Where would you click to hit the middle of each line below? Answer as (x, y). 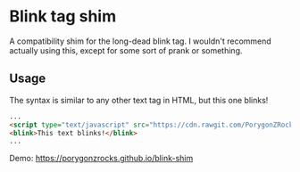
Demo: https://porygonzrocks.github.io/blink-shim (101, 159)
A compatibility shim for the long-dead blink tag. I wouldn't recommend (141, 41)
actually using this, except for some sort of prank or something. (126, 50)
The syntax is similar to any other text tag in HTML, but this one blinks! (139, 100)
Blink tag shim (63, 16)
